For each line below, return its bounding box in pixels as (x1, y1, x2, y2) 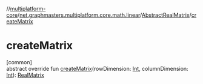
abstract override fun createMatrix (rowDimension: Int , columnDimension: (6, 65, 189, 72)
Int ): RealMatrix (6, 71, 44, 79)
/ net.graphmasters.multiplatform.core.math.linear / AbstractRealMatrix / (17, 11, 192, 19)
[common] (6, 58, 32, 65)
